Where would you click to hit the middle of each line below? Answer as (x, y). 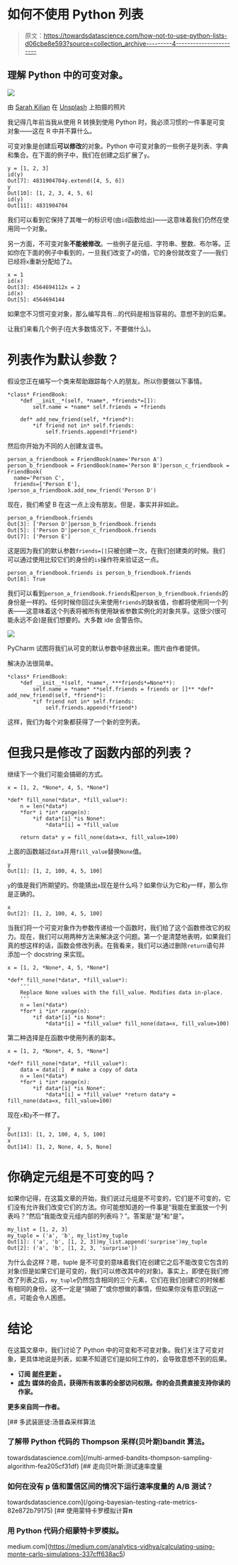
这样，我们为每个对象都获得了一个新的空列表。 (75, 722)
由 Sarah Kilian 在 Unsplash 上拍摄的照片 (67, 106)
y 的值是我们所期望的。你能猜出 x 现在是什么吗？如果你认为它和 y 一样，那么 (114, 885)
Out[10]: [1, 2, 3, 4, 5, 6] (50, 193)
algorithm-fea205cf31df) (43, 1466)
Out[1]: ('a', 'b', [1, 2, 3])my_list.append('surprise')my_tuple (107, 1242)
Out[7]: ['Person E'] (39, 537)
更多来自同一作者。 (35, 1407)
